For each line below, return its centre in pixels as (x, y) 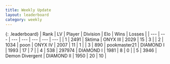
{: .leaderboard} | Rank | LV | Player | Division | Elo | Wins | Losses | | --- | (82, 34)
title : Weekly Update (28, 10)
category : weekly (24, 19)
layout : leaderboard (27, 15)
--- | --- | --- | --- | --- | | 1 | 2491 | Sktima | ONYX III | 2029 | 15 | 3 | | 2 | (87, 39)
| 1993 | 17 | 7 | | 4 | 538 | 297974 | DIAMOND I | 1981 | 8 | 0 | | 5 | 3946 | (81, 50)
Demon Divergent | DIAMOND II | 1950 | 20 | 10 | (56, 56)
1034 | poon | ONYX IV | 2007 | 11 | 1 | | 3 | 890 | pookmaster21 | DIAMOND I (85, 45)
